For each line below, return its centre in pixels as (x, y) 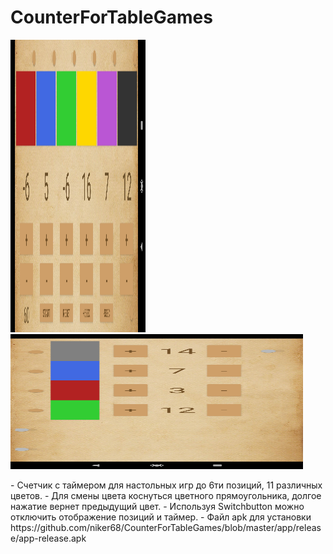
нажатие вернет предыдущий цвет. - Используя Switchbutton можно (157, 506)
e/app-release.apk (48, 538)
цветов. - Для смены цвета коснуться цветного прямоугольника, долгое (166, 495)
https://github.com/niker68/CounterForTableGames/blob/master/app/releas (166, 527)
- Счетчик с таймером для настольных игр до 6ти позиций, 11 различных (166, 485)
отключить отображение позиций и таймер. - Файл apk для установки (161, 517)
